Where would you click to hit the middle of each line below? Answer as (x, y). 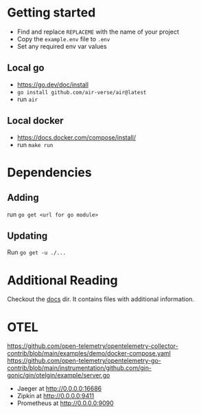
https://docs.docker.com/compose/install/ (76, 137)
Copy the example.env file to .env (63, 39)
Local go (26, 68)
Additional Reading (62, 280)
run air (27, 99)
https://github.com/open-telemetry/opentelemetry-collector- (93, 346)
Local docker (35, 121)
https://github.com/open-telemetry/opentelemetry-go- (84, 361)
